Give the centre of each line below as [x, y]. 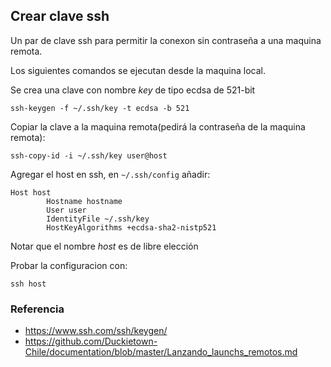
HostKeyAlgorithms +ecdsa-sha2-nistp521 [131, 227]
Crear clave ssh [60, 16]
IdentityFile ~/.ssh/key [98, 219]
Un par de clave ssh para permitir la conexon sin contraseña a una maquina [166, 40]
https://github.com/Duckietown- [91, 341]
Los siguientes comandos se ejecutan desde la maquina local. [138, 70]
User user [66, 210]
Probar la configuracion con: [69, 265]
